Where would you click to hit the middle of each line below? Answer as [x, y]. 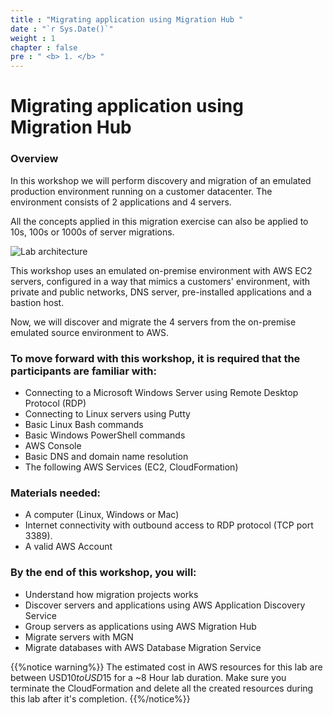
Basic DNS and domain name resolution [106, 456]
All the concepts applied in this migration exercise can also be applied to [159, 221]
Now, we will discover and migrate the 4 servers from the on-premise [153, 322]
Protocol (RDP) [55, 403]
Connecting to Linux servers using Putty [107, 413]
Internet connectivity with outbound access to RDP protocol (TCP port [169, 525]
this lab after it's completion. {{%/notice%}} [100, 698]
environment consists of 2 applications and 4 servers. [121, 202]
